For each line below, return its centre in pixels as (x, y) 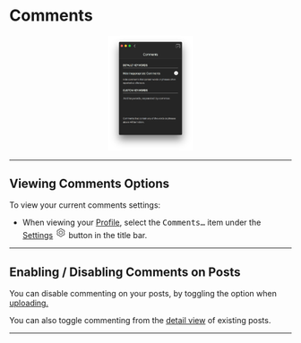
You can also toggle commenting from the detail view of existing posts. (140, 321)
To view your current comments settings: (85, 205)
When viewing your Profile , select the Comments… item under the (142, 223)
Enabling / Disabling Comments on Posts (125, 272)
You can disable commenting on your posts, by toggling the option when (143, 294)
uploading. (29, 303)
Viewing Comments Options (90, 183)
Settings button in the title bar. (85, 236)
